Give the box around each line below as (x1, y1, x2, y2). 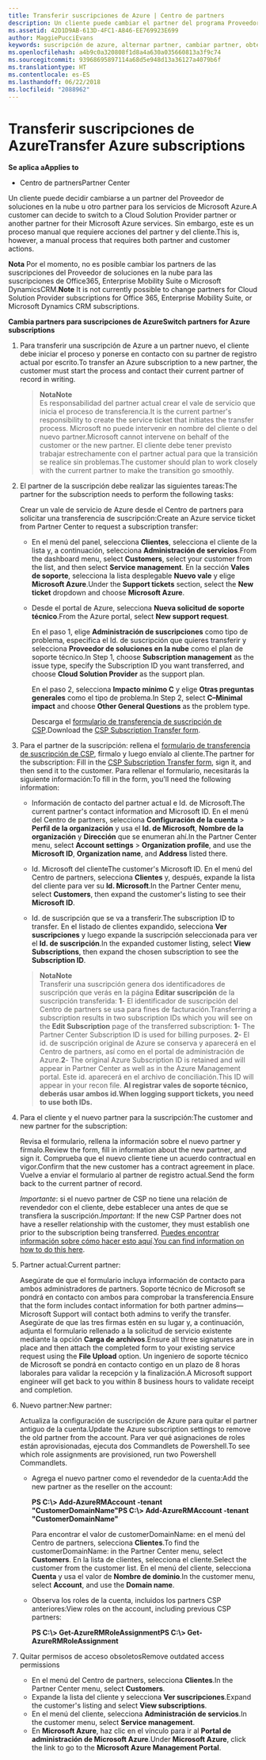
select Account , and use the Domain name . (31, 1581, 175, 1590)
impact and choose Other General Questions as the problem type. (31, 702, 251, 711)
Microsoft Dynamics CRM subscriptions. (8, 302, 140, 311)
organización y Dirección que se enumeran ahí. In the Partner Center (31, 832, 257, 841)
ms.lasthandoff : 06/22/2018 (8, 78, 101, 86)
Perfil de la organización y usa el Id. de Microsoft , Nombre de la (31, 823, 244, 834)
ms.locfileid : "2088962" (8, 85, 90, 94)
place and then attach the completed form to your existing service (19, 1343, 236, 1353)
